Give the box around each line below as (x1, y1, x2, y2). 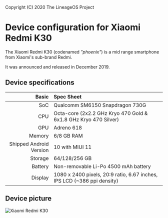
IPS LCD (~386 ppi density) (53, 177, 118, 184)
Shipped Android (9, 140, 49, 147)
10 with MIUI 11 (53, 143, 91, 150)
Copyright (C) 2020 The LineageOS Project (5, 4, 94, 10)
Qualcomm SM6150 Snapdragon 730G (53, 101, 146, 108)
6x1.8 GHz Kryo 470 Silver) (53, 116, 119, 123)
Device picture (5, 194, 52, 203)
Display (31, 174, 49, 181)
